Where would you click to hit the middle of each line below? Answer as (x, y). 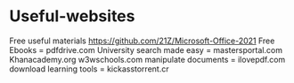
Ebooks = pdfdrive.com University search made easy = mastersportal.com (146, 49)
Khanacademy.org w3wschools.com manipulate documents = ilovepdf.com (147, 59)
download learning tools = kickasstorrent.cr (89, 69)
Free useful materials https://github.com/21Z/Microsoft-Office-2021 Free (142, 41)
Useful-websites (72, 16)
